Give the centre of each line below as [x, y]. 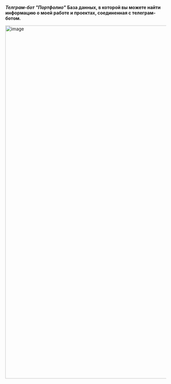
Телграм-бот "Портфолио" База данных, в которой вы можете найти [83, 7]
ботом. [13, 18]
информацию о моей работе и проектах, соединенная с [68, 13]
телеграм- [144, 13]
